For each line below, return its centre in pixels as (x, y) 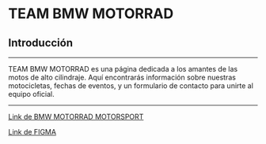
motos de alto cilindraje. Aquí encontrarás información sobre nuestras (122, 77)
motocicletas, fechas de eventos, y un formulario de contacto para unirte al (131, 86)
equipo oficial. (31, 94)
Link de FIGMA (32, 132)
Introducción (41, 43)
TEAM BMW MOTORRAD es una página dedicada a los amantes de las (123, 69)
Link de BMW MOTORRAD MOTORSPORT (76, 116)
